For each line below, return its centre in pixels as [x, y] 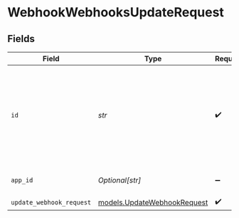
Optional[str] [120, 180]
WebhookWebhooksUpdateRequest [116, 12]
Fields [21, 39]
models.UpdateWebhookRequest [153, 202]
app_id [22, 180]
